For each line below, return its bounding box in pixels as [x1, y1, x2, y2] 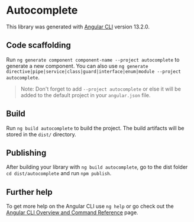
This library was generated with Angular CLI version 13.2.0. [6, 23, 150, 30]
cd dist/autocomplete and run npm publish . [6, 170, 112, 177]
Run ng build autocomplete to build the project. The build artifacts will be [6, 124, 185, 131]
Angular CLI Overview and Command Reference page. [6, 209, 138, 216]
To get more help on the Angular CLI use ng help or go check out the [6, 202, 174, 210]
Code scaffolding [6, 40, 71, 50]
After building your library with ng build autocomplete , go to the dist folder [6, 163, 188, 170]
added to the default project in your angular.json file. [20, 91, 151, 98]
